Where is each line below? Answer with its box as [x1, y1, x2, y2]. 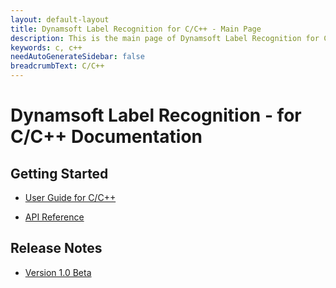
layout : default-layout [10, 14, 110, 25]
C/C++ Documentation [10, 126, 203, 148]
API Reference [24, 211, 85, 223]
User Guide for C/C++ [24, 192, 117, 203]
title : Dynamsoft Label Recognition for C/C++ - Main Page [10, 24, 262, 34]
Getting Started [10, 165, 109, 182]
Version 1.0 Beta [24, 266, 92, 278]
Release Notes [10, 240, 103, 257]
